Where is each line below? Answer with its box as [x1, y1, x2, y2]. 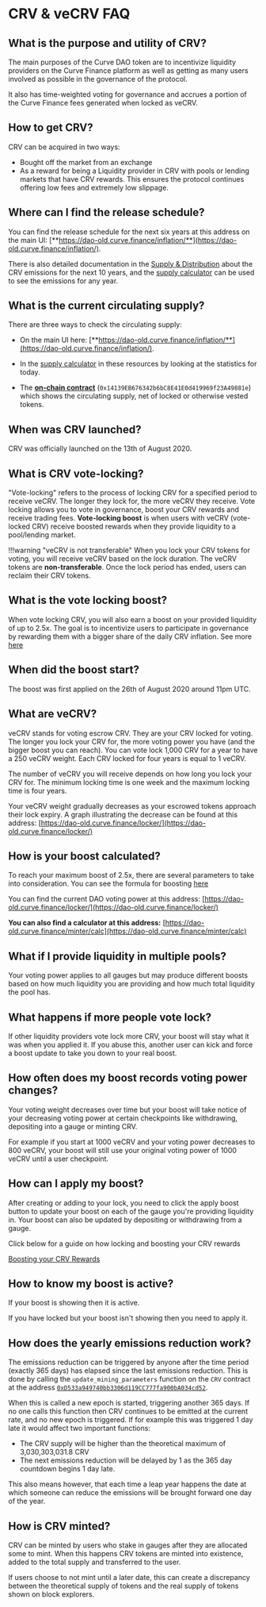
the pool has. [8, 987, 51, 997]
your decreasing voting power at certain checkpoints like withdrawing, [8, 1113, 238, 1123]
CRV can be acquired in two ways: [8, 142, 120, 152]
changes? [8, 1084, 58, 1098]
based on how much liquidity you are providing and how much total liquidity [8, 979, 255, 989]
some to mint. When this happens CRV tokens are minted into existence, [8, 1549, 244, 1558]
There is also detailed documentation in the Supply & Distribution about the [8, 259, 253, 268]
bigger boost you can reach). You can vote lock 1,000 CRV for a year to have [8, 745, 258, 755]
